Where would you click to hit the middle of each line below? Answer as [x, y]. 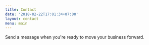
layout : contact [22, 19]
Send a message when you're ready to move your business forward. [75, 37]
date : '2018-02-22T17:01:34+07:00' [42, 14]
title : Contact [21, 10]
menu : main [16, 23]
